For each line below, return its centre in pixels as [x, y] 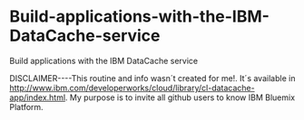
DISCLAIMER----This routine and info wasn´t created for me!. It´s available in [152, 78]
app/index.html [38, 97]
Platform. [26, 106]
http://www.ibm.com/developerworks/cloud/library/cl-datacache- [132, 88]
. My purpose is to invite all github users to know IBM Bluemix [180, 97]
